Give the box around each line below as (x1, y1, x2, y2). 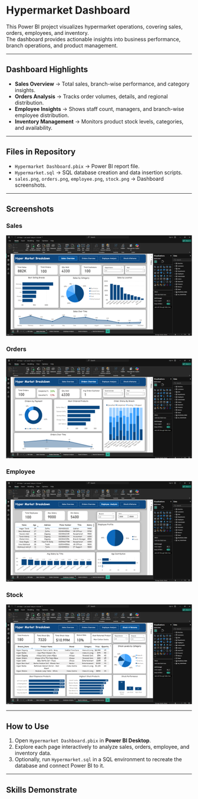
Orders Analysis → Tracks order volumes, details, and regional (14, 93, 168, 100)
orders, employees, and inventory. (6, 29, 90, 36)
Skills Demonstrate (6, 785, 78, 795)
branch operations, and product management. (6, 42, 118, 49)
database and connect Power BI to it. (14, 762, 105, 769)
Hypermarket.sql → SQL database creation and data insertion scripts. (14, 169, 183, 176)
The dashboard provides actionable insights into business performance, (6, 35, 181, 43)
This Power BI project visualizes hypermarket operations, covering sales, (6, 23, 183, 30)
